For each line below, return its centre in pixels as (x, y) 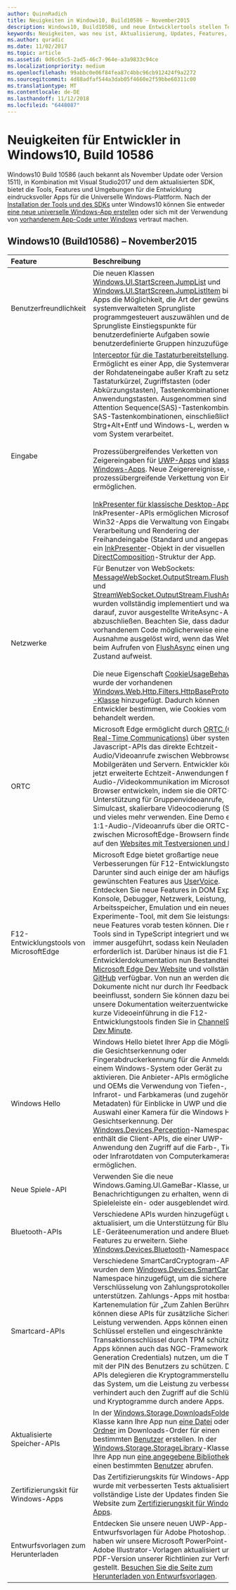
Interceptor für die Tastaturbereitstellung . (161, 354)
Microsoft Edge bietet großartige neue (156, 855)
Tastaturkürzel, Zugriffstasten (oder (152, 381)
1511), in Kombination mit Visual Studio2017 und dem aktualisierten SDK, (111, 182)
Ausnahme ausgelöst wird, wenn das (153, 638)
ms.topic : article (34, 53)
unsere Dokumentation (131, 1004)
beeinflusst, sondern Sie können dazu (155, 995)
